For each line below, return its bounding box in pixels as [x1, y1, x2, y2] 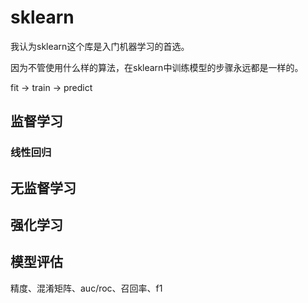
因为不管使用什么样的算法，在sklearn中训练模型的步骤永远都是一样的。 [10, 61, 304, 73]
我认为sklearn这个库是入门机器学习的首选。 [10, 40, 190, 52]
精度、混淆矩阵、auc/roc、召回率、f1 [10, 282, 163, 294]
